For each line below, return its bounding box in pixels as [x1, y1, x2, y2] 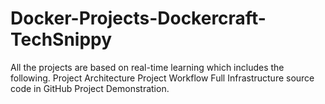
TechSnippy [10, 28, 113, 51]
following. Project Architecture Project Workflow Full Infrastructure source [10, 72, 315, 84]
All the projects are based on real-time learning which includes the [10, 61, 285, 73]
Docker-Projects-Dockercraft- [10, 7, 267, 30]
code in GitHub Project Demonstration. [10, 82, 170, 94]
